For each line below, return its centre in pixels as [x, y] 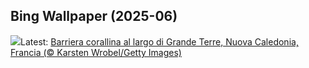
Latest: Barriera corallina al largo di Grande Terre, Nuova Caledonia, [159, 41]
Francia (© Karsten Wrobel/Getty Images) [96, 52]
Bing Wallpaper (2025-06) [94, 16]
